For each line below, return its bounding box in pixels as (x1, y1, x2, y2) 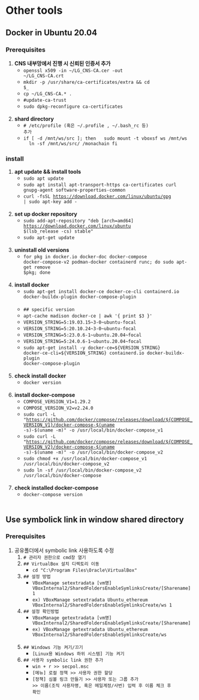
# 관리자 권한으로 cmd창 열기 (23, 554, 86, 560)
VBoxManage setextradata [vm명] (32, 580, 112, 586)
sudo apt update (23, 176, 64, 182)
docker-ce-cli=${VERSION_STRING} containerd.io (23, 350, 144, 357)
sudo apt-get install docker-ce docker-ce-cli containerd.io (23, 289, 179, 295)
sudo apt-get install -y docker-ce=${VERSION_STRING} (23, 345, 161, 351)
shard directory (14, 115, 55, 122)
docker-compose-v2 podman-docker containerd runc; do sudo (23, 259, 174, 265)
